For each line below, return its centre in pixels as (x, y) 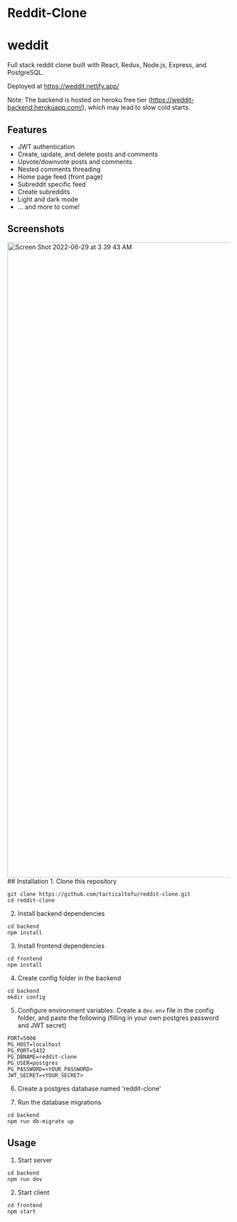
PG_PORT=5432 (26, 1051)
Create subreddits (44, 192)
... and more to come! (48, 206)
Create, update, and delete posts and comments (88, 154)
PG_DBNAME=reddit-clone (42, 1057)
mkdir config (26, 997)
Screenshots (36, 229)
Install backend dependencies (61, 913)
